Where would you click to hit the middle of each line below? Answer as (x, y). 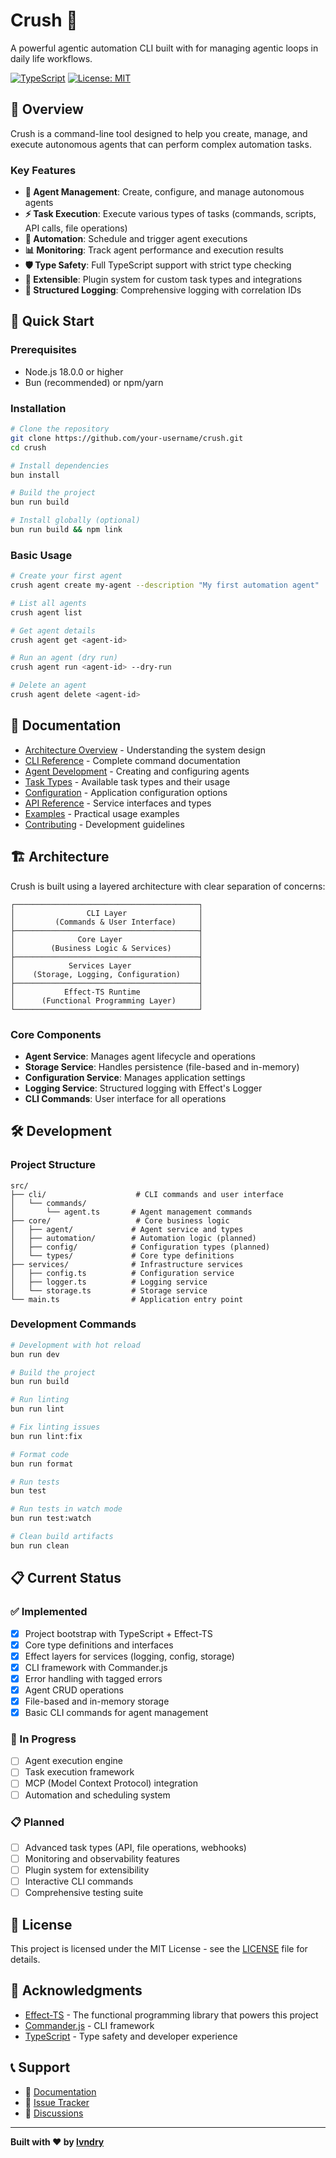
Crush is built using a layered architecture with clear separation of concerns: (168, 886)
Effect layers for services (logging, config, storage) (129, 1656)
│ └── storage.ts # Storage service (109, 1290)
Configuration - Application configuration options (126, 792)
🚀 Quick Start (52, 321)
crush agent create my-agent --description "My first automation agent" (165, 585)
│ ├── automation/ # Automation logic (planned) (133, 1238)
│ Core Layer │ (106, 939)
